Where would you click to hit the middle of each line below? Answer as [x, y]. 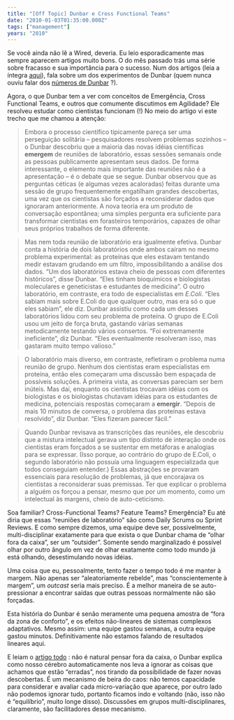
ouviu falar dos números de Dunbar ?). [63, 83]
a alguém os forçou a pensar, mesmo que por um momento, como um [125, 492]
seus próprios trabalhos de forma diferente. [87, 228]
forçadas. [21, 601]
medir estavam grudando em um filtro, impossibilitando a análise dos [124, 264]
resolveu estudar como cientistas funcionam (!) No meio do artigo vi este [112, 111]
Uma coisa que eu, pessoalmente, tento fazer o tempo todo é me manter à [114, 571]
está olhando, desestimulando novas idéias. [70, 557]
